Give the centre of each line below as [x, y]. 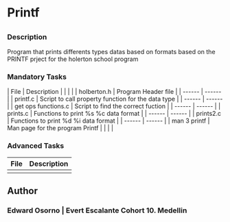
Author [22, 191]
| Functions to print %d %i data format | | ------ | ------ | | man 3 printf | [109, 121]
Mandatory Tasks [37, 77]
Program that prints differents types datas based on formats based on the [111, 51]
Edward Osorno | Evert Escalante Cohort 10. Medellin [97, 210]
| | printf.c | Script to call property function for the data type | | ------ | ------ [115, 99]
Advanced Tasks [36, 146]
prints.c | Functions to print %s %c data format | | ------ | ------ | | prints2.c [114, 114]
